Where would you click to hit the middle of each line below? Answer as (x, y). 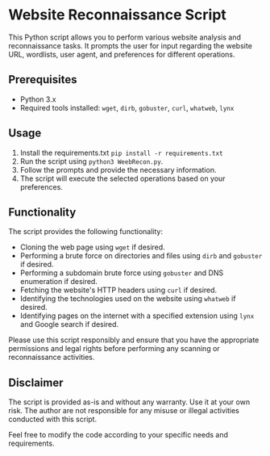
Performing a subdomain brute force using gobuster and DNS (122, 273)
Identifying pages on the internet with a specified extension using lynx (137, 316)
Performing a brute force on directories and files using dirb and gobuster (141, 256)
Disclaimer (36, 382)
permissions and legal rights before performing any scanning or (114, 349)
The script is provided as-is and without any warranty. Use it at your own (129, 402)
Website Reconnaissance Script (118, 15)
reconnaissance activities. (52, 358)
